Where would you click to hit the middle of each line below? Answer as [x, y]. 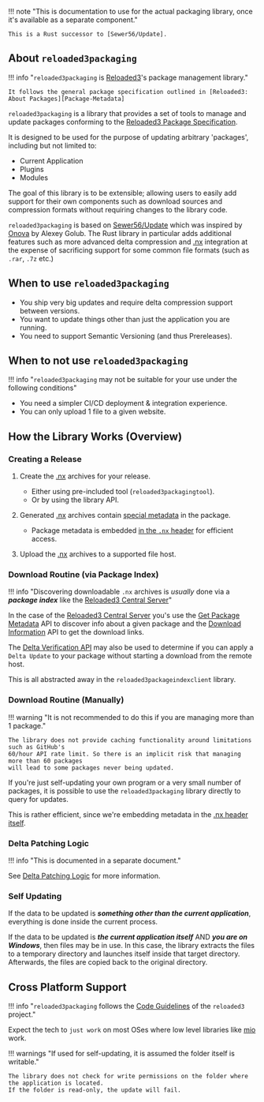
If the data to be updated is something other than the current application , [130, 913]
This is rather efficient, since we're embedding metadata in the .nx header [128, 814]
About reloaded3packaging [73, 58]
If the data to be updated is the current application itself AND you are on [128, 937]
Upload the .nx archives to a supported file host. [98, 554]
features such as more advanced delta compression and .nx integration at [128, 242]
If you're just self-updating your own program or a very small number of [125, 782]
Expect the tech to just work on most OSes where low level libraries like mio [132, 1030]
